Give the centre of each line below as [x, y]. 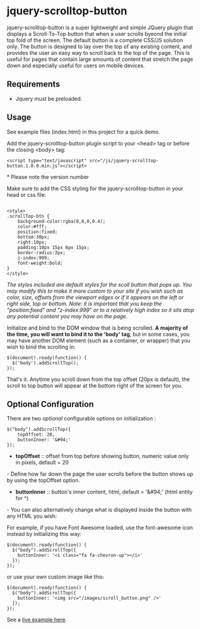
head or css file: [26, 194]
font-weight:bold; [40, 263]
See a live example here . [37, 620]
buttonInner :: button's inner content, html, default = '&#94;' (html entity [104, 492]
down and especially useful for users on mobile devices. [76, 65]
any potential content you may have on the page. [67, 316]
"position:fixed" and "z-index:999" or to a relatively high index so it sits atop [101, 310]
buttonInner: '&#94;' [44, 440]
